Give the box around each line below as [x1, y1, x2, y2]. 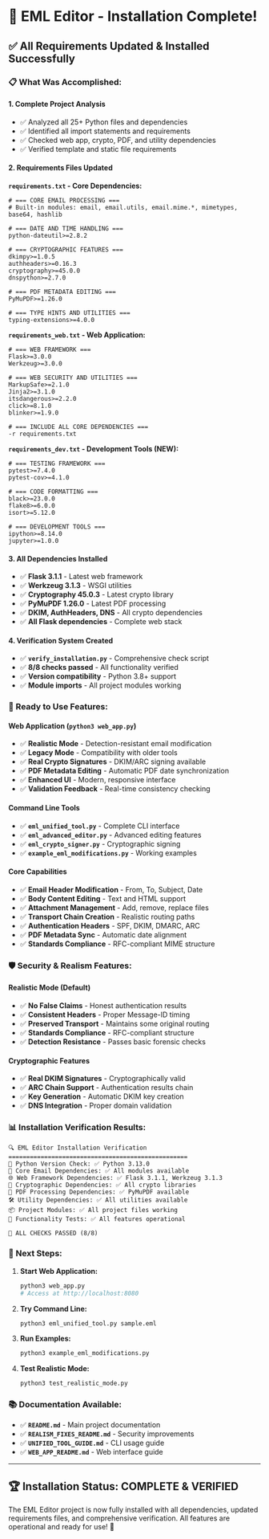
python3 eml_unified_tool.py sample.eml [19, 1319, 157, 1328]
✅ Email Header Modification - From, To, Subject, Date [19, 884, 203, 894]
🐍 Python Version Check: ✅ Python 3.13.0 [8, 1160, 151, 1168]
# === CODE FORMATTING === [8, 488, 98, 496]
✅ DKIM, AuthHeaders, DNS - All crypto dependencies [19, 608, 203, 618]
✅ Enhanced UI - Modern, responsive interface [19, 775, 176, 785]
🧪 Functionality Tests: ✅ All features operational [8, 1215, 186, 1223]
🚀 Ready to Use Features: [8, 701, 108, 712]
